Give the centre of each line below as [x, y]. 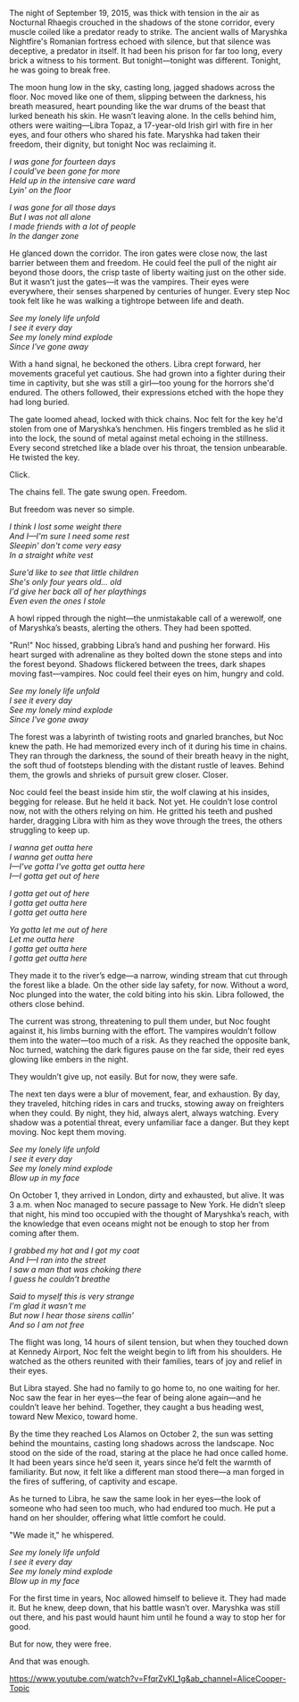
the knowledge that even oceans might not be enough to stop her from [139, 1224]
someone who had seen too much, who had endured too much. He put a [142, 1508]
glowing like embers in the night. [69, 1059]
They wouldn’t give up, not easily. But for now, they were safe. [124, 1076]
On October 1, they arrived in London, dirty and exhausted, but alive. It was [147, 1195]
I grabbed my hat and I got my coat [75, 1250]
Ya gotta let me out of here [58, 930]
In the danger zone [44, 236]
